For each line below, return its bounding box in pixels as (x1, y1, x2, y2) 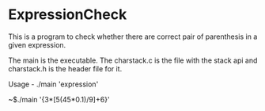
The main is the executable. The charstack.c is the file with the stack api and (8, 55, 258, 65)
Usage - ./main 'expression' (8, 79, 99, 89)
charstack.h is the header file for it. (8, 63, 123, 73)
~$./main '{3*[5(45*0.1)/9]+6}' (8, 94, 110, 104)
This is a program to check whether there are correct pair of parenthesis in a (8, 32, 258, 41)
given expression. (8, 40, 66, 49)
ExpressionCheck (8, 6, 127, 24)
